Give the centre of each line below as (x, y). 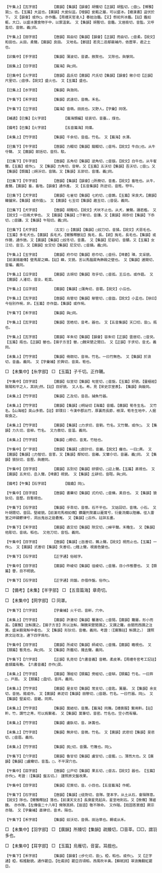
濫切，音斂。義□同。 (22, 28)
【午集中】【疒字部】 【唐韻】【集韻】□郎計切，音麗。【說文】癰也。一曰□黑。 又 (79, 449)
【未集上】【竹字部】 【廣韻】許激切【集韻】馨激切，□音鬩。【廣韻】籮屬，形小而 (79, 620)
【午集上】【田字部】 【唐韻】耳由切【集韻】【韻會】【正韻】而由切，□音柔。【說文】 (81, 37)
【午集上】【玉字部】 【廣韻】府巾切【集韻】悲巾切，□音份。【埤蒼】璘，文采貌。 (79, 255)
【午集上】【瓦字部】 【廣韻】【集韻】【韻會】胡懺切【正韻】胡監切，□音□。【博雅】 (80, 7)
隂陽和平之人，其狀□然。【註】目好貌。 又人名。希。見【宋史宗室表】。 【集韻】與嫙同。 (79, 387)
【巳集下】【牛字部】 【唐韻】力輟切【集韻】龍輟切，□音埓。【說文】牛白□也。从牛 (80, 147)
